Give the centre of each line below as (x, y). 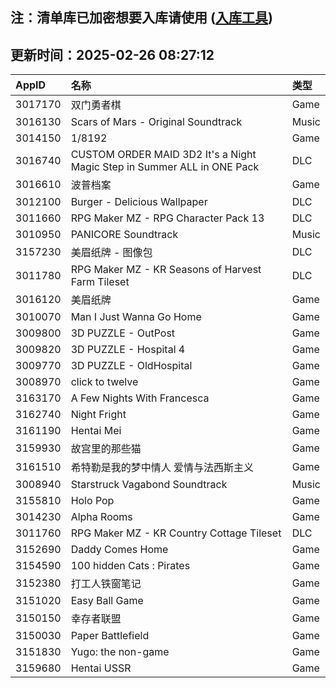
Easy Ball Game (107, 601)
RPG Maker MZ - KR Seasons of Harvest (166, 270)
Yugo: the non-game (120, 652)
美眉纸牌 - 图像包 (111, 253)
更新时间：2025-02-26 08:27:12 (112, 54)
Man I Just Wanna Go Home (136, 317)
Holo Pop (92, 501)
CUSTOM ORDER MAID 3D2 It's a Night (163, 155)
